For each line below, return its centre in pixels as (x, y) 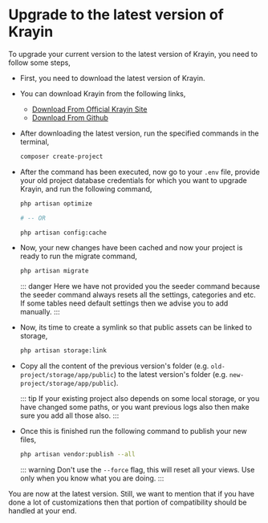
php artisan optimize (56, 203)
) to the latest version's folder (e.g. (171, 375)
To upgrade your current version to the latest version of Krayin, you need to (133, 54)
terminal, (35, 141)
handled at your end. (43, 511)
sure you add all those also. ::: (69, 416)
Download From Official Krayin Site (89, 109)
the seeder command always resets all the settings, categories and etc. (138, 295)
